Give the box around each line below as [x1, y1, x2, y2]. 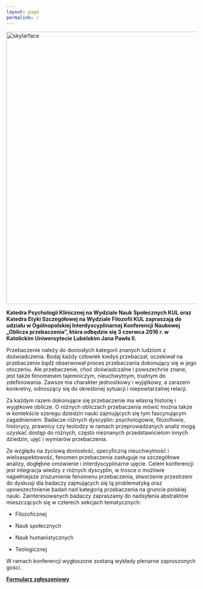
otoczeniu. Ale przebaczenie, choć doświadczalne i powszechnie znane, [6, 365, 187, 373]
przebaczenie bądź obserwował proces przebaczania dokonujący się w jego [6, 359, 197, 367]
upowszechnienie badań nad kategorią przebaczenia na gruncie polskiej [6, 485, 187, 493]
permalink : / [6, 15, 39, 21]
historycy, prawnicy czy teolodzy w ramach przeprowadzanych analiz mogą [6, 422, 195, 430]
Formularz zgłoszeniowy [6, 575, 69, 582]
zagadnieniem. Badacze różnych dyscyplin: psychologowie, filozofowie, [6, 416, 185, 423]
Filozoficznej [14, 510, 47, 517]
